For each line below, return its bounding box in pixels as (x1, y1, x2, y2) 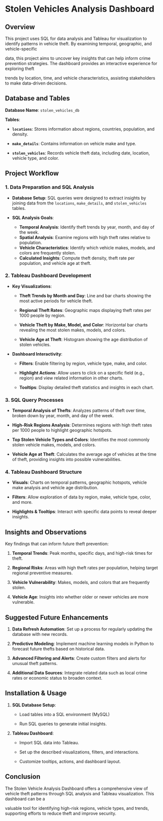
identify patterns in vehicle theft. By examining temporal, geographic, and (5, 41, 152, 47)
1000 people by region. (19, 312, 65, 318)
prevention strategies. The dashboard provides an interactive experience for (5, 61, 158, 66)
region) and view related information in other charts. (19, 375, 124, 381)
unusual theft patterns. (12, 661, 58, 667)
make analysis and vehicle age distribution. (12, 485, 98, 491)
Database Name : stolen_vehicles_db (5, 107, 80, 113)
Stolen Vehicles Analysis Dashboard (5, 3, 154, 15)
